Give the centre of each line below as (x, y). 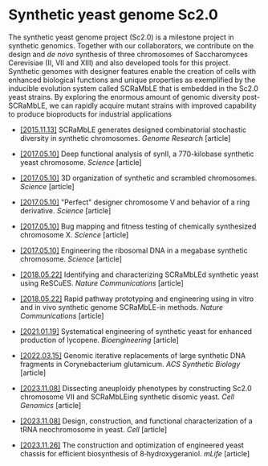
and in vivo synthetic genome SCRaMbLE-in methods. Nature (121, 307)
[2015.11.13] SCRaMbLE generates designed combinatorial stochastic (133, 130)
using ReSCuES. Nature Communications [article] (102, 282)
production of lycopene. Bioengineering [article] (99, 340)
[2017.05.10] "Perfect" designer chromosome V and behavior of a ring (135, 202)
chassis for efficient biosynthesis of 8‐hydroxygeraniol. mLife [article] (135, 453)
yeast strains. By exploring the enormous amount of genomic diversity (124, 97)
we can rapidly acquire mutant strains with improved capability (153, 105)
